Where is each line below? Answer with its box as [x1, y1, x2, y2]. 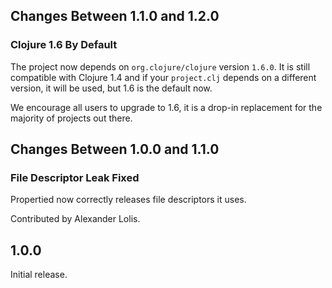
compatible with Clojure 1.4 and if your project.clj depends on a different [10, 71, 317, 83]
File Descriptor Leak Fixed [10, 171, 140, 184]
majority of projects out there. [10, 112, 133, 124]
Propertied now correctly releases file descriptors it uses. [10, 194, 247, 206]
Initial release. [10, 269, 68, 281]
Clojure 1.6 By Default [10, 38, 118, 52]
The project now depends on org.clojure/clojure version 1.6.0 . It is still [10, 60, 311, 73]
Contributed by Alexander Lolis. [10, 213, 141, 225]
